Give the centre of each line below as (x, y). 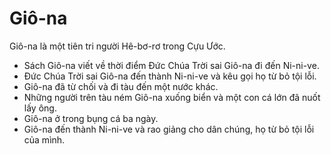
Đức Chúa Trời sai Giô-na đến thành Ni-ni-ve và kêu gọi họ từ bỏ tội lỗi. (170, 76)
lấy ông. (40, 108)
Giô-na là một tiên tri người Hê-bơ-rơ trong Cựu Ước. (117, 46)
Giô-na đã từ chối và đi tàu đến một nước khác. (121, 86)
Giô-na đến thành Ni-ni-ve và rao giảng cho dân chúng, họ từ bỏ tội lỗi (169, 129)
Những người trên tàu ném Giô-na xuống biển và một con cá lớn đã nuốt (172, 97)
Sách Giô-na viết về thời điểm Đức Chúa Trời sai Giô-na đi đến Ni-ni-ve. (171, 65)
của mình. (44, 139)
